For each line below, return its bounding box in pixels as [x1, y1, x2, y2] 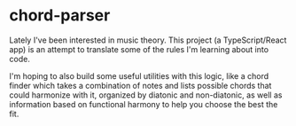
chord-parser [9, 5, 111, 26]
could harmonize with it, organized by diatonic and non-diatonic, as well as [9, 90, 283, 100]
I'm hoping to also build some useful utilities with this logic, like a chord [9, 70, 269, 81]
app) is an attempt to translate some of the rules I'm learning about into [9, 43, 269, 54]
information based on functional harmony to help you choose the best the [9, 98, 278, 109]
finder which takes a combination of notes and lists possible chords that [9, 80, 272, 91]
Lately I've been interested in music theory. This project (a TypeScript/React [9, 35, 287, 45]
